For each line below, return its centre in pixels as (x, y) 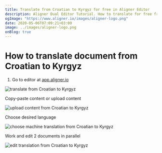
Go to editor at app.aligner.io (40, 79)
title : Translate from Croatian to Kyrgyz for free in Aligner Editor (77, 9)
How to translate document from (71, 56)
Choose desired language (31, 117)
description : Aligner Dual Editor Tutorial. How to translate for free (78, 14)
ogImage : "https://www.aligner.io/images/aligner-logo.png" (67, 18)
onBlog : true (18, 32)
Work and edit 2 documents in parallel (43, 136)
